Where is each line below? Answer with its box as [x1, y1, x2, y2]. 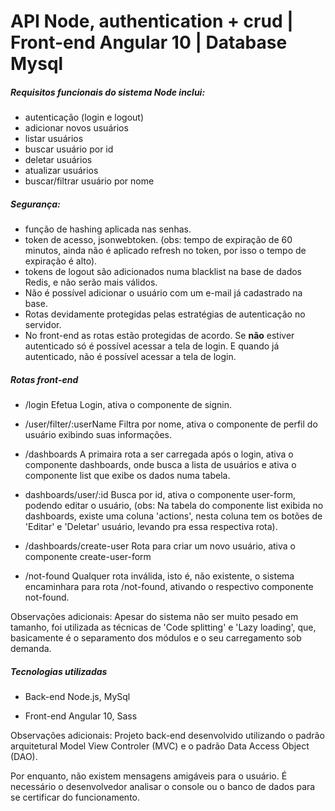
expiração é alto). [24, 255, 98, 267]
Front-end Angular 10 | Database [10, 31, 288, 54]
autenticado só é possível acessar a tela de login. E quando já [24, 340, 280, 352]
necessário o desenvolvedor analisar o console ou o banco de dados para [10, 781, 316, 793]
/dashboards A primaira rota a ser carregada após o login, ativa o [24, 448, 294, 460]
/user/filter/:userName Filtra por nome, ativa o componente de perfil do [24, 418, 318, 430]
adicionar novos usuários [24, 122, 129, 134]
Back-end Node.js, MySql [24, 691, 131, 703]
